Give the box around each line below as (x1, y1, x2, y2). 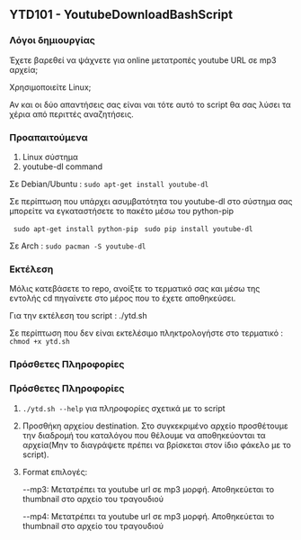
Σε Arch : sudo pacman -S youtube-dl (9, 240, 146, 251)
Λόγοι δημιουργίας (9, 34, 96, 47)
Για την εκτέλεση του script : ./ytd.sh (9, 310, 147, 321)
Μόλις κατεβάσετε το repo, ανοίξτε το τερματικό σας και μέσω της (9, 283, 261, 294)
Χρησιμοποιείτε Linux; (9, 81, 92, 93)
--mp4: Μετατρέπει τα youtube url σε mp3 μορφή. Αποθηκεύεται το (22, 510, 275, 521)
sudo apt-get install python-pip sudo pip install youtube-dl (13, 224, 253, 233)
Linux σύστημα (22, 151, 78, 162)
